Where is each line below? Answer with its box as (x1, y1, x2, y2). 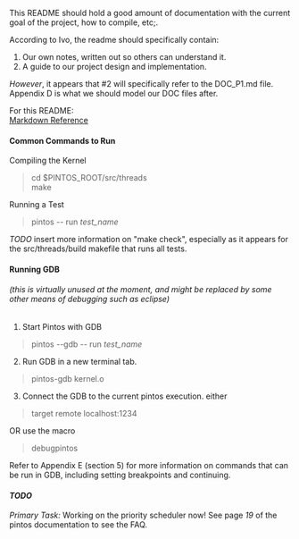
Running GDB (9, 264, 60, 274)
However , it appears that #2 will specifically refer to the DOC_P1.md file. (9, 79, 274, 88)
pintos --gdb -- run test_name (30, 339, 143, 350)
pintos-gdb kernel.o (30, 374, 104, 383)
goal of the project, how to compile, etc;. (9, 17, 159, 28)
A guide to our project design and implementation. (21, 62, 207, 72)
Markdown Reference (9, 115, 89, 125)
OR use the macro (9, 425, 76, 436)
